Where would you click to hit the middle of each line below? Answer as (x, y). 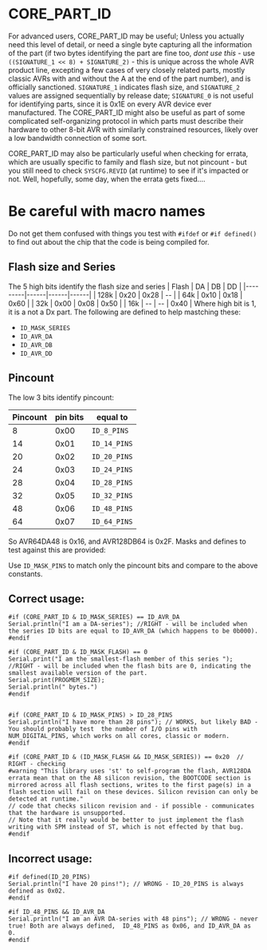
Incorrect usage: (51, 858)
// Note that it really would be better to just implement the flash (126, 820)
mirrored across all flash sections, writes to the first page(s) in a (130, 785)
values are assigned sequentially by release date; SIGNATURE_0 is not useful (131, 95)
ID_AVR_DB (36, 345)
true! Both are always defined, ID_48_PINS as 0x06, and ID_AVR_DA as (130, 926)
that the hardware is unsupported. (67, 813)
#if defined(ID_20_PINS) (49, 877)
